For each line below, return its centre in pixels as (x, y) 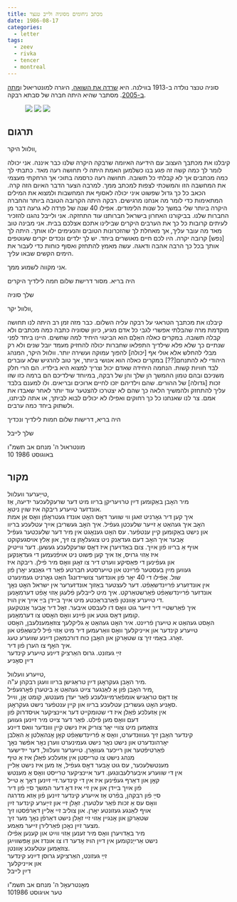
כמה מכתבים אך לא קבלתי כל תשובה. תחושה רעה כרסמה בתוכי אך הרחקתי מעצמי (118, 178)
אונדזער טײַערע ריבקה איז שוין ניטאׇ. (54, 509)
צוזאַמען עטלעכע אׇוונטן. (38, 849)
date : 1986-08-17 (33, 21)
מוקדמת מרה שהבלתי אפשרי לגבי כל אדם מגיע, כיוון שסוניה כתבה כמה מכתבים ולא (118, 330)
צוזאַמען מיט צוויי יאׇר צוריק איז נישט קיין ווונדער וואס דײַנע (83, 728)
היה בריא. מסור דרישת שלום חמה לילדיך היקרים (71, 281)
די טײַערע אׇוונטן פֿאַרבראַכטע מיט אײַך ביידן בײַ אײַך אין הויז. (86, 600)
